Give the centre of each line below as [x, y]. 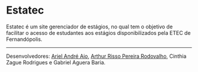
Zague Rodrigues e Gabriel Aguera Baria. [56, 62]
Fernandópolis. [24, 39]
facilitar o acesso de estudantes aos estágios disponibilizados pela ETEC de [98, 32]
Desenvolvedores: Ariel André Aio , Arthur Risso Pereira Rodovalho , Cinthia [96, 56]
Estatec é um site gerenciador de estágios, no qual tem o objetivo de [89, 27]
